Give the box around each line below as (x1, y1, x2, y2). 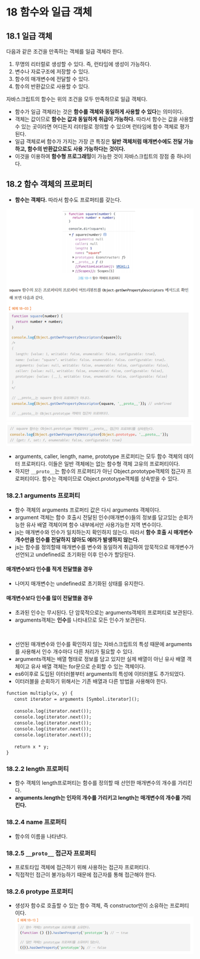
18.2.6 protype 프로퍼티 (6, 887, 73, 895)
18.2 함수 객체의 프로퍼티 (6, 179, 93, 189)
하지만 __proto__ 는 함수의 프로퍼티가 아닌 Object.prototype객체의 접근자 (14, 468, 186, 475)
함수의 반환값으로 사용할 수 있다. (14, 83, 90, 90)
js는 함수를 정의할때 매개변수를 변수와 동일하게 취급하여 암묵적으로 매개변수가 (14, 543, 194, 550)
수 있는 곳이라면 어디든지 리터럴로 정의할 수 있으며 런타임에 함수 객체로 (14, 123, 179, 130)
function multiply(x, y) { (6, 690, 73, 696)
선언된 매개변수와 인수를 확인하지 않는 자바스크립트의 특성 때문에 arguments (14, 640, 192, 647)
